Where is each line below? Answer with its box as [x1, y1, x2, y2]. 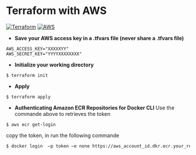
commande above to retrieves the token [14, 110, 111, 117]
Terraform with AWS [6, 4, 107, 17]
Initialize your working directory [14, 61, 94, 68]
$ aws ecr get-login [6, 121, 57, 128]
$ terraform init [6, 72, 48, 78]
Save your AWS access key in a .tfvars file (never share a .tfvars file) [14, 34, 184, 41]
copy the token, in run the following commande [6, 132, 120, 139]
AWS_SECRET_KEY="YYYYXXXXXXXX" [6, 51, 82, 57]
